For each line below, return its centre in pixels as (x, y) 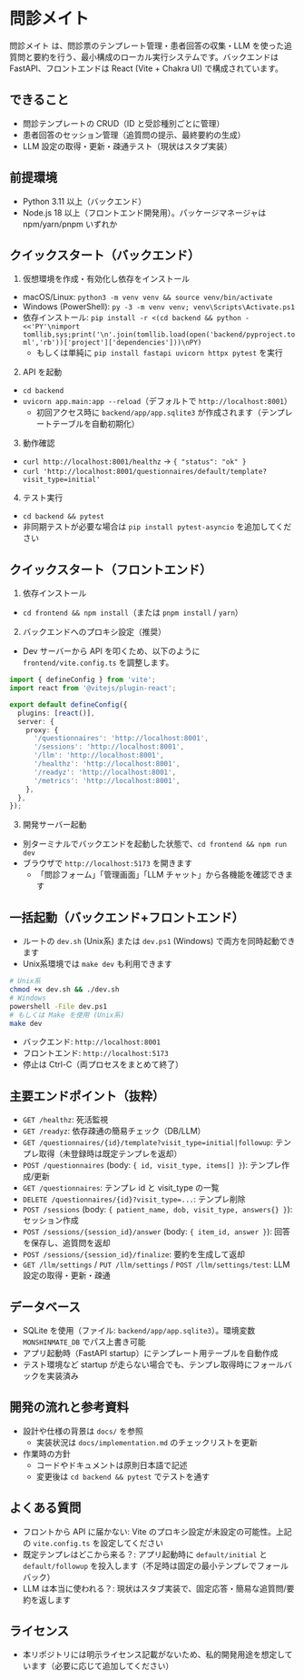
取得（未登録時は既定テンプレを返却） (110, 1154)
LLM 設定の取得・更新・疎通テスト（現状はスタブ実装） (127, 146)
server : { (36, 721)
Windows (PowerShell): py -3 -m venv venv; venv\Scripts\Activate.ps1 (158, 307)
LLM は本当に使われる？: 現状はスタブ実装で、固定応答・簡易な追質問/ (154, 1588)
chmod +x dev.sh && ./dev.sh (64, 990)
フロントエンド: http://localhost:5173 (96, 1053)
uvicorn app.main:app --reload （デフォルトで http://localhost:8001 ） (157, 401)
